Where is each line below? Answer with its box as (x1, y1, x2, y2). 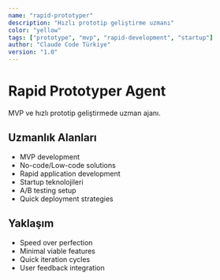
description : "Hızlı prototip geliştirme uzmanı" (8, 19, 175, 27)
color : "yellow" (8, 26, 62, 34)
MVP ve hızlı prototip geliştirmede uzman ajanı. (8, 108, 161, 118)
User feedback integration (19, 263, 105, 272)
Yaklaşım (8, 217, 54, 230)
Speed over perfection (19, 237, 93, 247)
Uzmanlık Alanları (8, 131, 97, 144)
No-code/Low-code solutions (19, 160, 116, 170)
